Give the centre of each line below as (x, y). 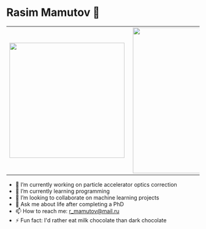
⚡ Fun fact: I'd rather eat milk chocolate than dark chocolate (91, 220)
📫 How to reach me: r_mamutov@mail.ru (67, 211)
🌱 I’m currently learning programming (63, 191)
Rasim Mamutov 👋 (53, 13)
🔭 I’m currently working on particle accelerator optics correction (96, 184)
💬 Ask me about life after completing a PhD (70, 204)
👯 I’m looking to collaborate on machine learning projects (87, 197)
